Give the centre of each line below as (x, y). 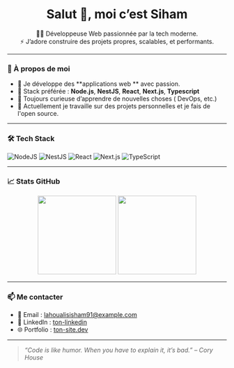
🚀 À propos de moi (39, 68)
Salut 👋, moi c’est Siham (117, 14)
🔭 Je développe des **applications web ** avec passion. (99, 84)
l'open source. (38, 114)
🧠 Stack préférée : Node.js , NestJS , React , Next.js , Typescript (108, 91)
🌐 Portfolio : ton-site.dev (53, 330)
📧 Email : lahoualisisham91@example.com (77, 315)
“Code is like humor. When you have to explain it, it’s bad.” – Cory (119, 350)
